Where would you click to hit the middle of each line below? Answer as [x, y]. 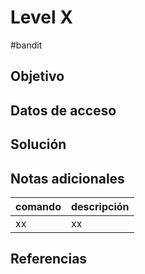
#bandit [26, 45]
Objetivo [37, 76]
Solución [38, 144]
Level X [41, 17]
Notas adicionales [67, 178]
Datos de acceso [63, 110]
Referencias [49, 259]
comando [38, 206]
